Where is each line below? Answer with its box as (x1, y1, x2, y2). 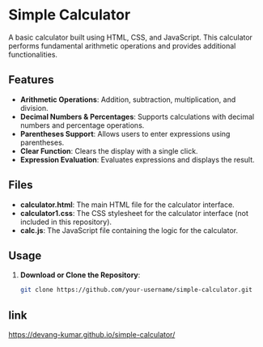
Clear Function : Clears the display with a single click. (19, 146, 198, 155)
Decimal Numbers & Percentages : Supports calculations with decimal (19, 112, 255, 121)
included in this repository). (19, 217, 112, 226)
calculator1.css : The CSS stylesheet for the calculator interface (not (19, 208, 248, 218)
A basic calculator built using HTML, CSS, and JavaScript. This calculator (8, 32, 253, 42)
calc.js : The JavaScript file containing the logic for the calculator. (19, 225, 239, 235)
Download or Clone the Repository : (19, 270, 141, 280)
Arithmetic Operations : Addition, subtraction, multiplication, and (19, 95, 236, 104)
